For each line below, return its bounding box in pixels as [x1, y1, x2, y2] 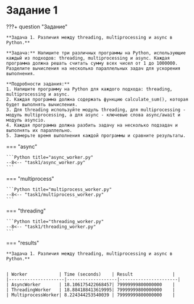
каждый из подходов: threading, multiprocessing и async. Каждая [6, 55, 170, 61]
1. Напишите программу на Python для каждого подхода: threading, [6, 86, 173, 92]
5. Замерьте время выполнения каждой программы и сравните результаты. [6, 132, 186, 139]
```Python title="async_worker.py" [6, 154, 94, 160]
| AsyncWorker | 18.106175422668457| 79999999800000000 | [6, 282, 176, 287]
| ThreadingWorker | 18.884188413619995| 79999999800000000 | [6, 287, 176, 293]
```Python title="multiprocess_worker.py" [6, 187, 112, 192]
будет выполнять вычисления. [6, 102, 78, 107]
